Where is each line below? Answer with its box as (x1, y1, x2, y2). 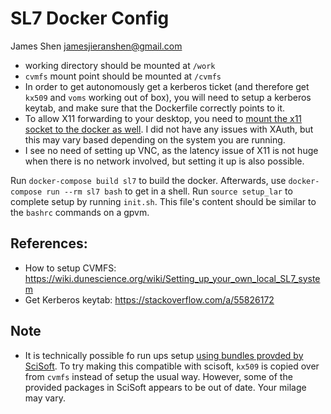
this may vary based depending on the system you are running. (24, 133, 286, 146)
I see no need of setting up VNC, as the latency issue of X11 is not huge (24, 144, 319, 156)
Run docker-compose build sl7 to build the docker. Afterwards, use (10, 174, 287, 186)
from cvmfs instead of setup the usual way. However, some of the (24, 370, 293, 382)
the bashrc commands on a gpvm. (10, 206, 150, 218)
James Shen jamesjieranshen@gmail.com (10, 40, 183, 52)
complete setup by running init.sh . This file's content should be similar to (10, 195, 317, 207)
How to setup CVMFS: (24, 262, 117, 274)
